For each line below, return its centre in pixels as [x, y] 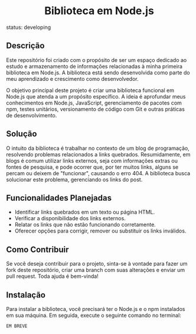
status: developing [29, 27]
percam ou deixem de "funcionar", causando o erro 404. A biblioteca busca [98, 173]
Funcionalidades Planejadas [59, 198]
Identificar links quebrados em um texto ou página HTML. [85, 212]
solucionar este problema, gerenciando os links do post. [74, 179]
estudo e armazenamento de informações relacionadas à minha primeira [94, 66]
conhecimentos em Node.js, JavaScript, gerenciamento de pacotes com [94, 103]
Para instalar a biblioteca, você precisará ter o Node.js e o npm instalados [96, 309]
